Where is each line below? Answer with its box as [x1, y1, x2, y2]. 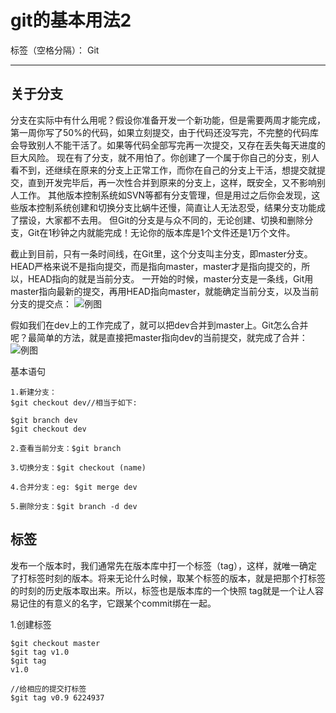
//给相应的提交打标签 [10, 684, 87, 694]
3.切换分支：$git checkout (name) [10, 462, 147, 473]
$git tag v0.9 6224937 [10, 692, 105, 703]
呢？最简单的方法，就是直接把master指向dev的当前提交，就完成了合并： [10, 331, 308, 343]
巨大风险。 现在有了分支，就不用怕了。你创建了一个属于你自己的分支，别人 [10, 151, 320, 163]
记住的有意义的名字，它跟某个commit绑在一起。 [18, 597, 217, 609]
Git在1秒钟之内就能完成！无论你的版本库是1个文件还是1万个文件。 [27, 226, 296, 238]
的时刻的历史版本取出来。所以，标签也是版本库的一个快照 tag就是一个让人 [10, 584, 316, 596]
